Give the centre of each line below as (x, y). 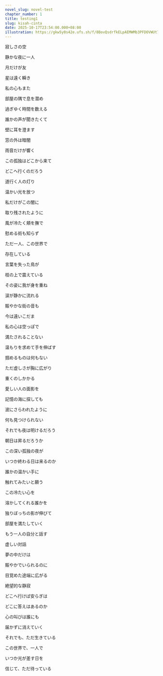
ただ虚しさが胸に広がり (28, 368)
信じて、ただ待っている (28, 668)
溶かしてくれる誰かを (26, 503)
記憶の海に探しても (24, 399)
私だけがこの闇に (22, 202)
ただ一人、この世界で (26, 244)
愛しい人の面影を (22, 389)
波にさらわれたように (26, 409)
